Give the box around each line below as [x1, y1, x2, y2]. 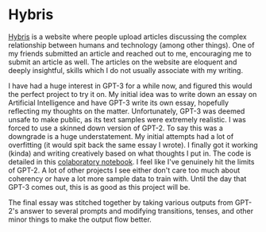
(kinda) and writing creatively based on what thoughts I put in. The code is [8, 149, 252, 158]
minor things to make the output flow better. [8, 215, 152, 224]
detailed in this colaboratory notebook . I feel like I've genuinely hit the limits [8, 157, 255, 166]
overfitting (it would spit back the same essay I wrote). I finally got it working [8, 140, 258, 149]
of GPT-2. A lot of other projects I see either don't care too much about [8, 165, 241, 175]
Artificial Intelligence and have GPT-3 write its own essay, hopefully [8, 98, 229, 107]
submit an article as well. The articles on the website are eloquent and [8, 57, 237, 67]
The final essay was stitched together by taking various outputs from [8, 197, 233, 207]
